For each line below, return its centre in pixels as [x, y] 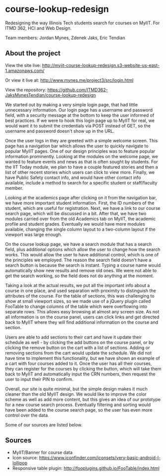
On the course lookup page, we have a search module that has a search [79, 244]
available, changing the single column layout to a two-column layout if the [80, 229]
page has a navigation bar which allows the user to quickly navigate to [77, 146]
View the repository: [26, 90]
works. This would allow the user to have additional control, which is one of [82, 254]
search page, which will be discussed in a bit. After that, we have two [76, 213]
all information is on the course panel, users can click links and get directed [82, 317]
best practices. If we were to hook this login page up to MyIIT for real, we [80, 120]
